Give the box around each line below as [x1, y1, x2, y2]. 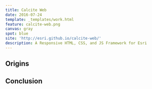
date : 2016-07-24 [5, 12, 42, 17]
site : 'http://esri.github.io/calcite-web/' [5, 36, 102, 41]
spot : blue [5, 31, 29, 36]
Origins [5, 60, 30, 68]
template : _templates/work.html [5, 17, 74, 22]
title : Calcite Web [5, 7, 47, 13]
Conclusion [5, 77, 43, 85]
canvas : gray [5, 26, 33, 32]
